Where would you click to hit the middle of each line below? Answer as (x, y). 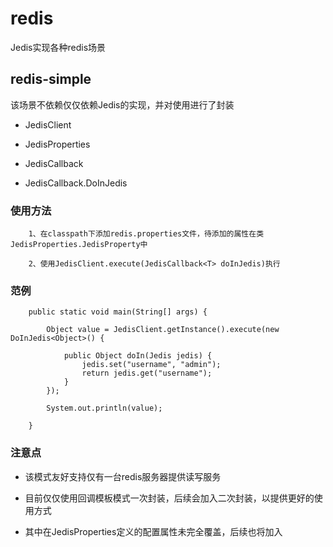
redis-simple (51, 79)
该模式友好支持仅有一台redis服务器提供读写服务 (123, 476)
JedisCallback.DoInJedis (76, 183)
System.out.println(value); (104, 408)
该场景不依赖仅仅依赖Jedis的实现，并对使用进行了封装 (122, 104)
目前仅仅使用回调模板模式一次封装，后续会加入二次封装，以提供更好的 (169, 498)
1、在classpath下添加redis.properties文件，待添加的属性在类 (146, 234)
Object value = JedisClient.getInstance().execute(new (163, 330)
